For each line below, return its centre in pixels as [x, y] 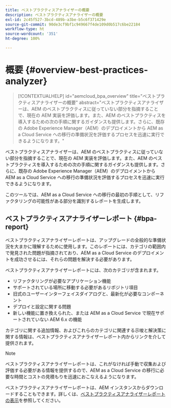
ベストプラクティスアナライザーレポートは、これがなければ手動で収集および [86, 363]
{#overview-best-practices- [87, 70]
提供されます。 [21, 343]
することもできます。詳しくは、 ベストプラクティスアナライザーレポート [90, 394]
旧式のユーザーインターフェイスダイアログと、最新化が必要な [77, 294]
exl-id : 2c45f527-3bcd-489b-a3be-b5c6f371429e [56, 19]
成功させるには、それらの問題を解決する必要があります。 [74, 259]
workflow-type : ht [25, 29]
